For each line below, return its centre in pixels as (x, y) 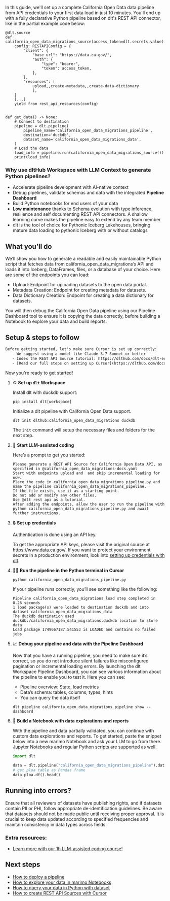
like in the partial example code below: (45, 23)
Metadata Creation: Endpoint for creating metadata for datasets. (79, 290)
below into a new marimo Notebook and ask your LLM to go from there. (87, 742)
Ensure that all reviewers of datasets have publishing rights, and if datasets (83, 803)
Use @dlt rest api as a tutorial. (49, 500)
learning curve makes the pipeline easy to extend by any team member (87, 220)
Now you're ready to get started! (39, 373)
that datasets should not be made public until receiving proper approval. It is (85, 814)
